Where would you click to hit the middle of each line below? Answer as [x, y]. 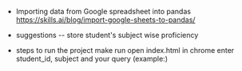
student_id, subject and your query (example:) [91, 59]
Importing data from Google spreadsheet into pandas [103, 11]
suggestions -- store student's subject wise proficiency [107, 35]
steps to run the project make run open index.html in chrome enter [125, 50]
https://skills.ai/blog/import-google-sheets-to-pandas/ [105, 20]
